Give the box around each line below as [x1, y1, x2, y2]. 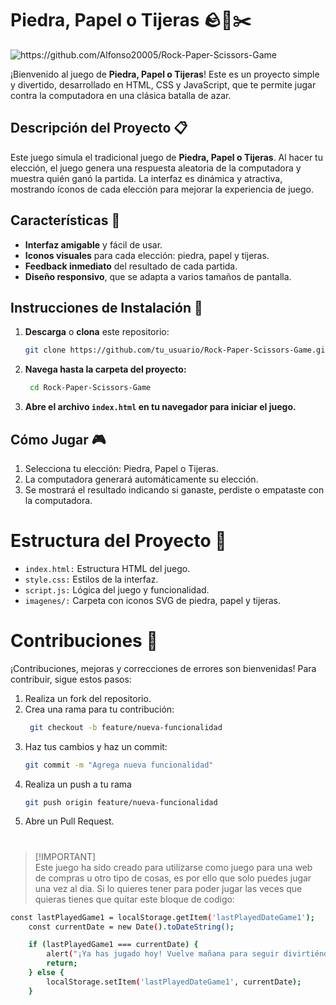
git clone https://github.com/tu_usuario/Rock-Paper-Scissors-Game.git [24, 345, 330, 356]
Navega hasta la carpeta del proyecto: [24, 363, 187, 376]
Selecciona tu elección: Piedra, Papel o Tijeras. [24, 462, 219, 474]
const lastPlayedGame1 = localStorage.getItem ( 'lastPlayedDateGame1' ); [10, 912, 315, 922]
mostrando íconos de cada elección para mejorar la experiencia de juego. [10, 183, 314, 195]
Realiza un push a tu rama [24, 778, 132, 790]
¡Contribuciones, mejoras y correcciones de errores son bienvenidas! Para [10, 662, 317, 674]
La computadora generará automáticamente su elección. [24, 473, 259, 485]
